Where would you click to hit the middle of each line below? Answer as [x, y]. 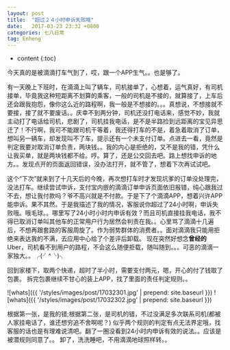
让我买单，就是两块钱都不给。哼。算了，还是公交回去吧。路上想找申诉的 [109, 155]
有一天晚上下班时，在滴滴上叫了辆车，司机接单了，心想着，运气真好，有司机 [115, 87]
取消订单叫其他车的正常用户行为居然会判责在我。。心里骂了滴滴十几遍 [116, 222]
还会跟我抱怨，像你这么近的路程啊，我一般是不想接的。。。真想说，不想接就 [112, 104]
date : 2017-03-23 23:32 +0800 [53, 26]
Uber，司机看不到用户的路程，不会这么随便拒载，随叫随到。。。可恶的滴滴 [110, 247]
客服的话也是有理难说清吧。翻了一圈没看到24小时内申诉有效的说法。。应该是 [114, 331]
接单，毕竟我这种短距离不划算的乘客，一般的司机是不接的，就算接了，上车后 [115, 96]
